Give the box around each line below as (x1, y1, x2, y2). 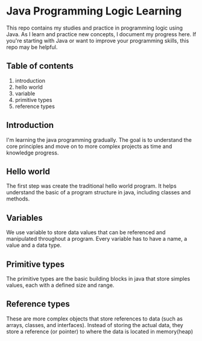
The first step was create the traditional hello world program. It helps (6, 182, 177, 190)
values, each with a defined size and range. (6, 282, 115, 288)
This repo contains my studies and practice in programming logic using (6, 24, 183, 31)
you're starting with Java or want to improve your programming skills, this (6, 37, 189, 44)
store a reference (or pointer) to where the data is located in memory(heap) (6, 328, 194, 335)
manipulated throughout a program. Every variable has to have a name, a (6, 235, 188, 243)
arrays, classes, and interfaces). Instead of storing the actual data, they (6, 321, 184, 328)
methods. (6, 195, 30, 203)
